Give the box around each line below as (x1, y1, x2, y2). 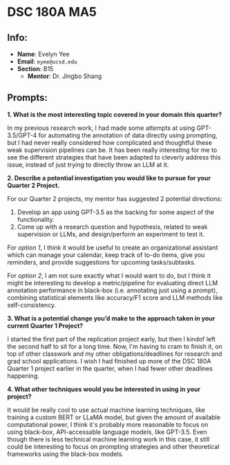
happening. (7, 371, 39, 380)
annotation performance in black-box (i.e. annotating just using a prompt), (7, 286, 218, 294)
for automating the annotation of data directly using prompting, (38, 131, 218, 139)
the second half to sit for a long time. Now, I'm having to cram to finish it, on (7, 342, 223, 350)
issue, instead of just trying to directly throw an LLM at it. (7, 160, 169, 169)
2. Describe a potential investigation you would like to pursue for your (7, 173, 211, 182)
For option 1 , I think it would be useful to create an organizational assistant (7, 243, 218, 252)
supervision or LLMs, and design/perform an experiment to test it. (17, 229, 205, 238)
